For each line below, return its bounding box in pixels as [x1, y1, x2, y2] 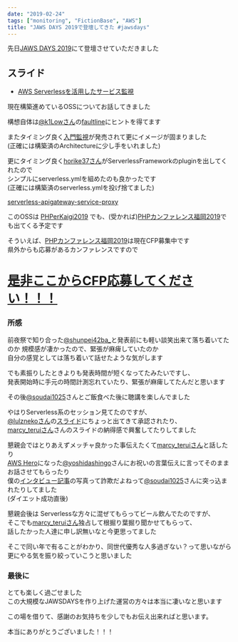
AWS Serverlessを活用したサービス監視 [17, 87, 134, 96]
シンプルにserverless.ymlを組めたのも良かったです [7, 175, 157, 183]
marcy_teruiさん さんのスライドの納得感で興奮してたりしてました [7, 425, 197, 434]
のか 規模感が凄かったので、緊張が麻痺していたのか [7, 344, 159, 353]
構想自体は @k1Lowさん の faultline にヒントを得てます [7, 118, 162, 126]
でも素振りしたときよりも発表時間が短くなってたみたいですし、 [7, 368, 195, 377]
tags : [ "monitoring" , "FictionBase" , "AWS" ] [7, 17, 142, 24]
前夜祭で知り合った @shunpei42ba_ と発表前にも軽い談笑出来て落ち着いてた [7, 336, 229, 344]
